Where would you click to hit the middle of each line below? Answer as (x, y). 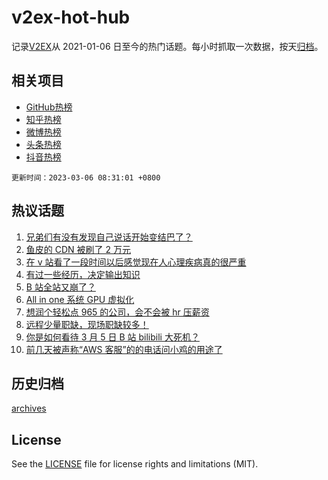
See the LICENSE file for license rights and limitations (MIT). (135, 464)
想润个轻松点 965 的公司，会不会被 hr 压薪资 (117, 312)
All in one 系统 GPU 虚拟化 (80, 299)
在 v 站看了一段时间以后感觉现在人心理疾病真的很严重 (136, 262)
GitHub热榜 (49, 107)
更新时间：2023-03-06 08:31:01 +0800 (86, 177)
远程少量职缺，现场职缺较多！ (87, 324)
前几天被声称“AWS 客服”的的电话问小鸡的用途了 (124, 349)
